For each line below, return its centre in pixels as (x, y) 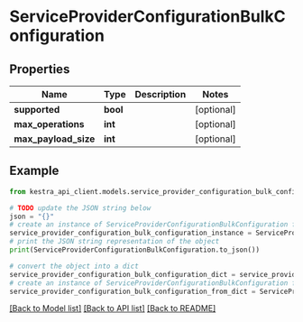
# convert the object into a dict (74, 266)
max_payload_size (55, 139)
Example (34, 171)
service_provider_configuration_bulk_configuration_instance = (131, 233)
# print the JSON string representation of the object (115, 242)
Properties (40, 69)
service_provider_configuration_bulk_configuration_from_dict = (133, 291)
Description (161, 94)
